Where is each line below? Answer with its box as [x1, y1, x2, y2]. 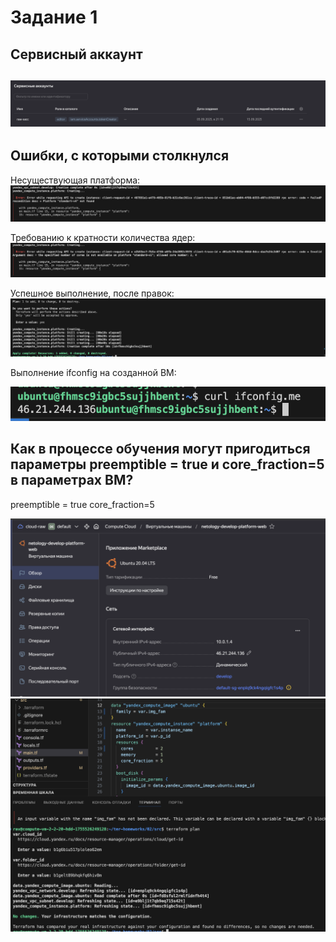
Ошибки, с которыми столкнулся [10, 147, 230, 165]
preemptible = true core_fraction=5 [10, 498, 155, 510]
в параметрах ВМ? [10, 472, 134, 489]
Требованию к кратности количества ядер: [10, 231, 196, 243]
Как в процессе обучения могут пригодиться [10, 441, 311, 458]
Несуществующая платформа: [10, 174, 141, 186]
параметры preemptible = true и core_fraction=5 [10, 456, 325, 473]
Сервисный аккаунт [10, 46, 143, 63]
